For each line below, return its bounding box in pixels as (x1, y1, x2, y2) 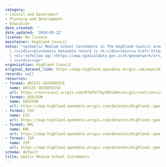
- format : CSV (5, 108, 35, 114)
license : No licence (5, 35, 48, 40)
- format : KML (5, 122, 35, 127)
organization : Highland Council (5, 62, 72, 67)
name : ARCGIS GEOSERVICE (9, 85, 61, 90)
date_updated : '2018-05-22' (5, 30, 63, 35)
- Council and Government (5, 12, 58, 17)
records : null (5, 72, 35, 77)
